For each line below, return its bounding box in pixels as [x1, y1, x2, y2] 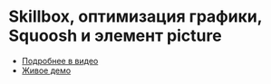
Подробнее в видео [21, 55, 99, 66]
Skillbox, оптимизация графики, [8, 6, 263, 27]
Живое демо [21, 65, 72, 76]
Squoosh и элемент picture [8, 25, 223, 46]
